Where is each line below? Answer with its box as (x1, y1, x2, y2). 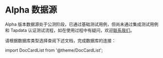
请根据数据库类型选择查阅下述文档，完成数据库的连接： (5, 37, 116, 43)
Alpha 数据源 (5, 4, 57, 15)
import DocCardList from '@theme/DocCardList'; (5, 47, 103, 53)
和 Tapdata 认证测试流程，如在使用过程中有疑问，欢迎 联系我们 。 (5, 27, 135, 33)
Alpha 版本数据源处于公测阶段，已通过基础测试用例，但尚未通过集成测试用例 (5, 21, 159, 27)
